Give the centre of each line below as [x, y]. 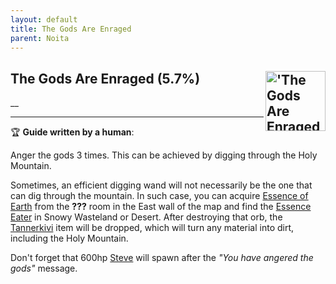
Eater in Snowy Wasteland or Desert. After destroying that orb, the [146, 217]
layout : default [44, 19]
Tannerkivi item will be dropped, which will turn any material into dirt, [152, 228]
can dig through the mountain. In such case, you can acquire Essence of [159, 196]
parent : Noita [40, 38]
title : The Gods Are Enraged [71, 29]
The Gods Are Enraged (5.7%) [105, 78]
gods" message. [44, 268]
